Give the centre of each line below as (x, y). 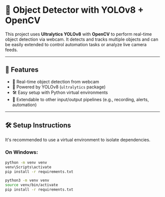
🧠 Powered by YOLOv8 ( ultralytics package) (59, 87)
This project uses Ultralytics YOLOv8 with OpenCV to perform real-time (79, 34)
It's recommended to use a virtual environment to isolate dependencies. (78, 140)
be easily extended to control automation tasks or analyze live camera (76, 44)
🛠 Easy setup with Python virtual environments (60, 92)
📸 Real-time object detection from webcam (56, 82)
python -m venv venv (26, 162)
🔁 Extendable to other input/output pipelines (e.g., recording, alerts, (80, 99)
